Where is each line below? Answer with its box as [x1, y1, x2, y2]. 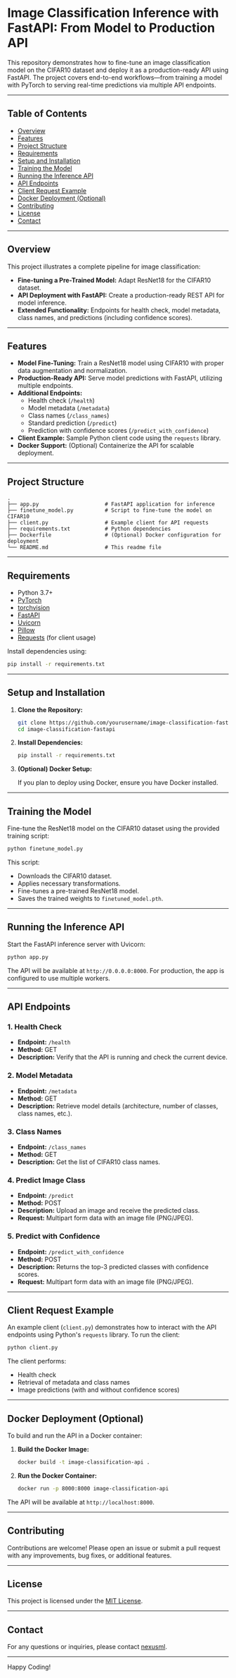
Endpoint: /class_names [17, 1142, 86, 1151]
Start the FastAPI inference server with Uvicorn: [7, 940, 146, 948]
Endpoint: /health [17, 1038, 71, 1046]
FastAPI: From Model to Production [7, 20, 216, 36]
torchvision [17, 604, 51, 611]
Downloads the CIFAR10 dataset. [17, 872, 112, 880]
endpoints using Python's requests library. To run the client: [7, 1330, 181, 1339]
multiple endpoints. [17, 381, 74, 390]
